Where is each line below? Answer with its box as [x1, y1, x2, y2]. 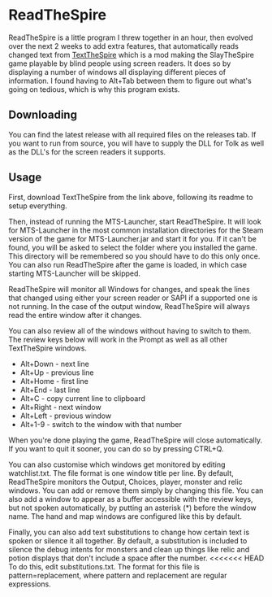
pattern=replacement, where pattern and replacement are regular [8, 570, 227, 580]
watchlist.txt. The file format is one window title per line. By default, [8, 468, 234, 477]
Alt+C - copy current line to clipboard [19, 393, 146, 403]
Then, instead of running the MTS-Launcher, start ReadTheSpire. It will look [8, 216, 261, 226]
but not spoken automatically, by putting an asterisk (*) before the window [8, 503, 257, 512]
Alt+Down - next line [19, 359, 89, 368]
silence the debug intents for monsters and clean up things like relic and [8, 544, 250, 554]
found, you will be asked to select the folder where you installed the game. [8, 242, 257, 252]
